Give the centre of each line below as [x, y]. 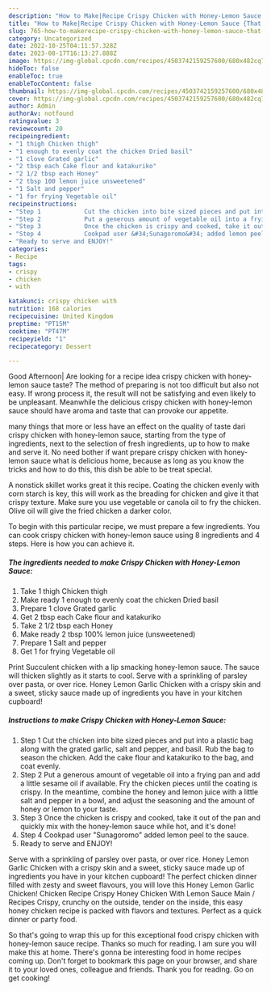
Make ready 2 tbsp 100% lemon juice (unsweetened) [108, 634]
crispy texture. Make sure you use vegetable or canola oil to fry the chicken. [135, 502]
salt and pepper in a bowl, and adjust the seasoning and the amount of [138, 801]
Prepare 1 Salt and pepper [63, 643]
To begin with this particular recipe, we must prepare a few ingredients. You [134, 527]
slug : [17, 31]
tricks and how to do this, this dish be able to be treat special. [110, 469]
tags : [17, 264]
